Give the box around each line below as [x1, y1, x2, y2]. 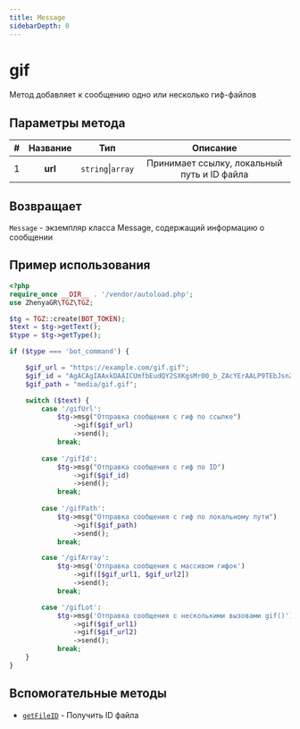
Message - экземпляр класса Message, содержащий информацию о [9, 223, 265, 233]
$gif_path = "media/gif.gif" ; [25, 379, 138, 389]
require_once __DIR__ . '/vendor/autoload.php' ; [9, 290, 194, 299]
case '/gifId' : [41, 454, 98, 463]
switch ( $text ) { [25, 395, 90, 405]
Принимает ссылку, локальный [146, 157, 283, 170]
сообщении [9, 232, 54, 242]
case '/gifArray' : [41, 554, 110, 563]
